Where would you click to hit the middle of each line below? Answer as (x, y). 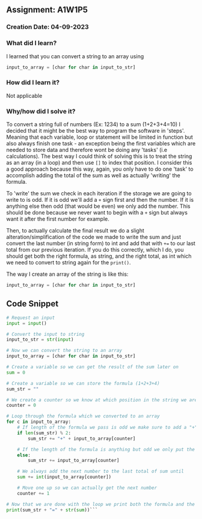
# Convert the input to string (45, 334)
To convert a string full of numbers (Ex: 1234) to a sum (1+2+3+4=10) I (93, 124)
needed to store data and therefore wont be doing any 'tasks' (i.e (87, 150)
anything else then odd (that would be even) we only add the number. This (98, 206)
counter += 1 (33, 493)
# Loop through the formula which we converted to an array (83, 416)
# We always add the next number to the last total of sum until (101, 472)
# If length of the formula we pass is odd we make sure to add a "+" (107, 428)
